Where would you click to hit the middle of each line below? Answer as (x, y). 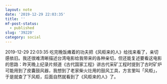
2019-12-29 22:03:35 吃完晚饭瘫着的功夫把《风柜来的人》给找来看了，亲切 (82, 52)
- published (22, 28)
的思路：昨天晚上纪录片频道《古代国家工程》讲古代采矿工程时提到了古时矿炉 (83, 64)
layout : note (19, 10)
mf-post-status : (22, 23)
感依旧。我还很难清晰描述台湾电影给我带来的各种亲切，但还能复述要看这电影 (83, 58)
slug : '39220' (20, 33)
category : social (23, 38)
